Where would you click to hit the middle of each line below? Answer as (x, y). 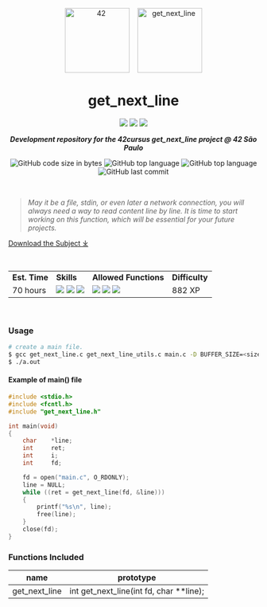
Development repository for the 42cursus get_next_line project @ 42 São (133, 139)
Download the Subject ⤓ (48, 243)
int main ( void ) (33, 426)
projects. (42, 228)
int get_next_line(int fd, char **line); (137, 591)
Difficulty (190, 277)
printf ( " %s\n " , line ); (74, 507)
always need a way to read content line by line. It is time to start (133, 210)
